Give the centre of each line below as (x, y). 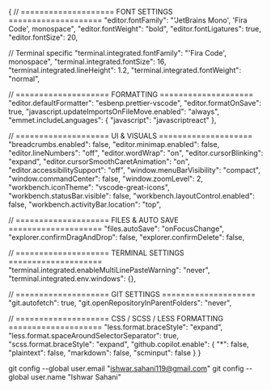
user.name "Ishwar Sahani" (76, 377)
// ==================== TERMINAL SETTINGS (96, 253)
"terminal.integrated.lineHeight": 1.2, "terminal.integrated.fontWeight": (125, 70)
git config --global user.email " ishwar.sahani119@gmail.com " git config (126, 368)
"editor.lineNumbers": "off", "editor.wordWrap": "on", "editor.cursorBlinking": (136, 153)
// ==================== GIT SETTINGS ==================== (132, 294)
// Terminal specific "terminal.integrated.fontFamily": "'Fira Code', (117, 53)
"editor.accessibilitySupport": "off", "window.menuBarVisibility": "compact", (134, 170)
